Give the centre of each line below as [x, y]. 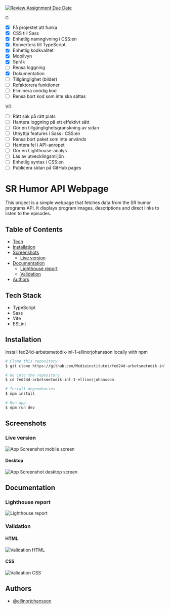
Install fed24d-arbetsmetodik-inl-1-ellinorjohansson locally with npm [77, 352]
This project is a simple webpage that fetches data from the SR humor [78, 202]
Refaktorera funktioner [36, 85]
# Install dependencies [30, 389]
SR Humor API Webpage [57, 189]
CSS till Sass [26, 33]
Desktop [14, 461]
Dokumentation [29, 73]
